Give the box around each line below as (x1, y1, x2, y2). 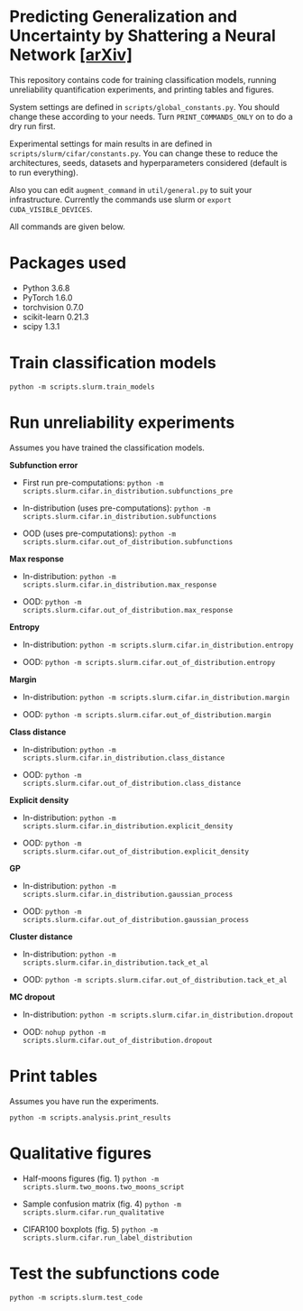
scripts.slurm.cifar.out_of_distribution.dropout (22, 1036, 214, 1045)
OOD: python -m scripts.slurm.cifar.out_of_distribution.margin (22, 708, 272, 719)
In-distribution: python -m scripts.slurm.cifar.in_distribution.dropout (22, 1009, 294, 1020)
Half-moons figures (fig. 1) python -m (22, 1173, 160, 1184)
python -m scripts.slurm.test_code (9, 1293, 143, 1302)
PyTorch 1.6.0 (22, 291, 73, 303)
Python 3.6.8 (22, 282, 70, 293)
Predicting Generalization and (9, 6, 237, 27)
